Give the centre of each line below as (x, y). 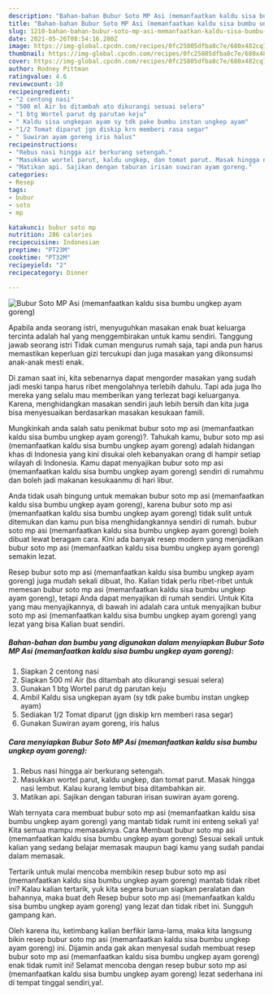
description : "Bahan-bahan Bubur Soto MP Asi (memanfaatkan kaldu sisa (132, 16)
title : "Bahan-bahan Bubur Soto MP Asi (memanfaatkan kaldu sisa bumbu (132, 24)
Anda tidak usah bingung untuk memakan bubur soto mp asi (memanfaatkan (136, 495)
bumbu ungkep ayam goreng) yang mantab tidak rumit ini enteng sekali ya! (134, 822)
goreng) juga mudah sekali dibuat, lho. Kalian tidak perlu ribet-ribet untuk (131, 580)
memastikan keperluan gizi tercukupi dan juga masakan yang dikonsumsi (131, 353)
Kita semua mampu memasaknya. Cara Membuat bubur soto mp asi (122, 830)
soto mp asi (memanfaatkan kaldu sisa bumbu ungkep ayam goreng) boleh (134, 530)
